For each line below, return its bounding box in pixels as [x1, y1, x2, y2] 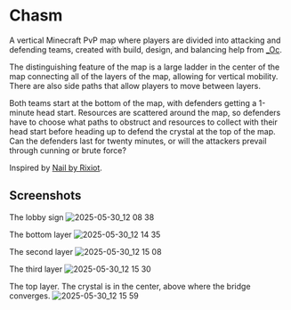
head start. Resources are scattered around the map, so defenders [36, 107, 281, 118]
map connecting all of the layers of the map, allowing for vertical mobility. [9, 70, 279, 81]
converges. [9, 290, 51, 301]
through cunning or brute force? [9, 144, 127, 156]
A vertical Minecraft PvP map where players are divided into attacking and [9, 35, 281, 45]
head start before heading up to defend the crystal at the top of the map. [9, 126, 276, 136]
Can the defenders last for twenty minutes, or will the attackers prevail [9, 135, 267, 146]
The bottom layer [9, 229, 73, 240]
